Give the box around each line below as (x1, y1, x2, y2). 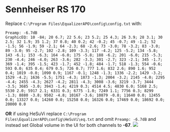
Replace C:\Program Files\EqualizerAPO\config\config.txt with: (5, 20, 143, 27)
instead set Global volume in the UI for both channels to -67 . (5, 122, 132, 128)
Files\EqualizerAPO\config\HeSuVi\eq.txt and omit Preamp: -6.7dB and (5, 116, 156, 122)
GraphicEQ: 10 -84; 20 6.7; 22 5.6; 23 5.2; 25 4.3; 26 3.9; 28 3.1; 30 (5, 35, 163, 40)
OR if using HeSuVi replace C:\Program (5, 111, 87, 117)
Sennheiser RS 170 (5, 4, 86, 15)
